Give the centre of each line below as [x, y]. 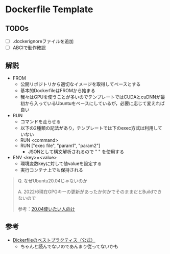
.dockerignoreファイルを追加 [43, 41]
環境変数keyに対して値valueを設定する [61, 163]
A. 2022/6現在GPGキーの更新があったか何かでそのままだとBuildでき [90, 192]
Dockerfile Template [49, 9]
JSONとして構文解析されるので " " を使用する [76, 152]
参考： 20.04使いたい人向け [46, 209]
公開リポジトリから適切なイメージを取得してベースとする [80, 84]
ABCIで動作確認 [29, 48]
